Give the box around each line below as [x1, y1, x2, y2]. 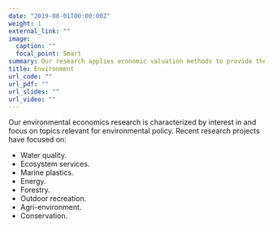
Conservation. [19, 211, 68, 220]
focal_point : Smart [15, 50, 82, 58]
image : [8, 34, 31, 43]
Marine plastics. [19, 168, 75, 177]
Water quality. [19, 151, 67, 160]
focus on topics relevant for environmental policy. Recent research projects [8, 126, 260, 136]
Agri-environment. [19, 203, 82, 212]
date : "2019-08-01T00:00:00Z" [8, 11, 111, 20]
